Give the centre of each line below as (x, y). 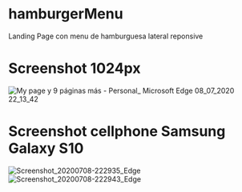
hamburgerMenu (66, 14)
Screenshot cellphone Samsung (117, 132)
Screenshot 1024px (75, 68)
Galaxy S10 (46, 148)
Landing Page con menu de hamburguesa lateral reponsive (106, 36)
